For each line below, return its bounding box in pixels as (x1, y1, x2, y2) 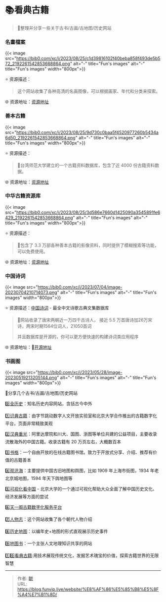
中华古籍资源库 (5, 192, 41, 199)
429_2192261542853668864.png (5, 214, 73, 221)
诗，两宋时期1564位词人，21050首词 (17, 323, 92, 329)
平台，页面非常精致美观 (5, 421, 53, 426)
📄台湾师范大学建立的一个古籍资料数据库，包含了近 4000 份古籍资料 (17, 162, 155, 168)
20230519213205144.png (5, 375, 57, 381)
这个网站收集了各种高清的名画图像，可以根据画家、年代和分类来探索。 (17, 88, 161, 94)
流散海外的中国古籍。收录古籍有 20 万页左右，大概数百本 (5, 439, 122, 445)
